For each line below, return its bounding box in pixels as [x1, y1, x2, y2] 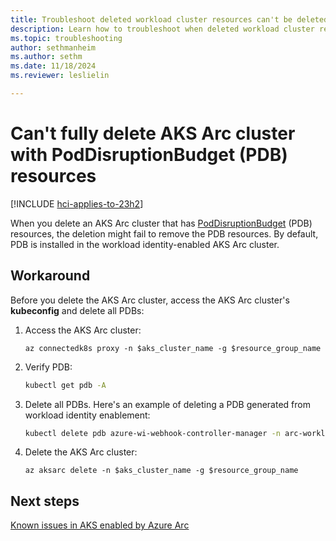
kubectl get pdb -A [24, 380, 107, 390]
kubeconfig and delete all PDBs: [10, 304, 145, 316]
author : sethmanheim [10, 42, 97, 53]
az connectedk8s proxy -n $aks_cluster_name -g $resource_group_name [24, 343, 322, 353]
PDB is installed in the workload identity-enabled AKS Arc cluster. [10, 238, 280, 250]
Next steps [10, 492, 80, 510]
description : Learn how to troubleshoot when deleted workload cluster [10, 24, 315, 34]
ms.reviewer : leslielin [10, 71, 110, 81]
